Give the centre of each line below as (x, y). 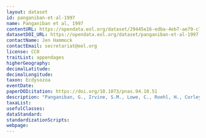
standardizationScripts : (38, 120)
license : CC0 (23, 52)
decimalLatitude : (29, 69)
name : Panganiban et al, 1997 (45, 23)
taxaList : (19, 103)
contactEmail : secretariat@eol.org (52, 46)
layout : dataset (27, 12)
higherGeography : (29, 63)
